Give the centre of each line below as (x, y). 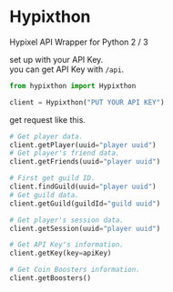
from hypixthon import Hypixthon (73, 86)
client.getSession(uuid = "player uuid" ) (85, 228)
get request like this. (48, 119)
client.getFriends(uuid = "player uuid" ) (85, 162)
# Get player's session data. (67, 220)
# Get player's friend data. (65, 153)
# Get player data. (46, 136)
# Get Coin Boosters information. (75, 270)
